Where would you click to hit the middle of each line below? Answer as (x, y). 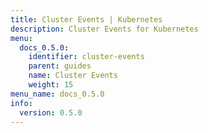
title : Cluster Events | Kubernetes (86, 19)
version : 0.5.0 (51, 112)
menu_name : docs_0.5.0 (57, 94)
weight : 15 (51, 85)
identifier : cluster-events (86, 57)
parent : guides (60, 66)
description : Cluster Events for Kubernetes (104, 29)
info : (21, 103)
